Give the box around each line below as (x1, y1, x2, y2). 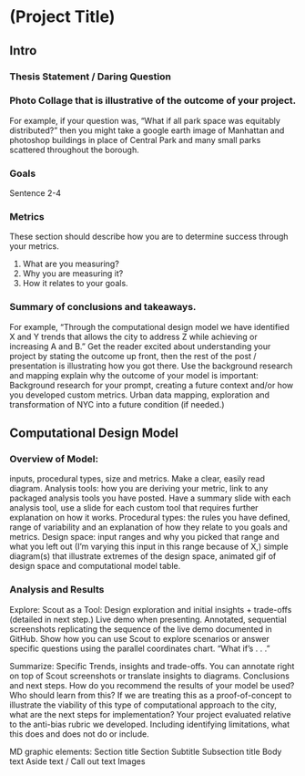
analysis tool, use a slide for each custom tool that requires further (9, 502, 259, 513)
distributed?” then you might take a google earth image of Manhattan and (9, 125, 285, 136)
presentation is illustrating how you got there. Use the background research (9, 360, 293, 371)
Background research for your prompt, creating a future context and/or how (9, 379, 294, 390)
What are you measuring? (22, 258, 120, 270)
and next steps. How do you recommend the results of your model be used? (9, 679, 295, 690)
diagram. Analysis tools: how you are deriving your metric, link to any (9, 483, 269, 494)
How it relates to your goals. (22, 278, 129, 289)
